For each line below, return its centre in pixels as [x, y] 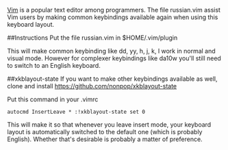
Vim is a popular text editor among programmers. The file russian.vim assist [114, 10]
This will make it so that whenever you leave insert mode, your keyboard [109, 125]
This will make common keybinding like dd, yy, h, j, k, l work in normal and [111, 51]
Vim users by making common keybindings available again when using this [113, 17]
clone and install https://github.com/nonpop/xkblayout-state [92, 86]
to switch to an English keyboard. [54, 65]
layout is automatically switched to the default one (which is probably [105, 132]
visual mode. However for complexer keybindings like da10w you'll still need [114, 58]
